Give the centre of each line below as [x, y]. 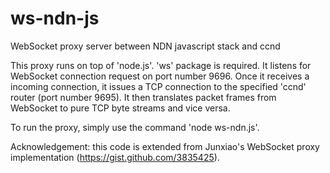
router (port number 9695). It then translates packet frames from [143, 97]
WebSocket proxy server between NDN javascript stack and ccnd [145, 46]
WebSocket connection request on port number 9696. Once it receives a [160, 76]
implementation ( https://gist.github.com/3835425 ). [115, 157]
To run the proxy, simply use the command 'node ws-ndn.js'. [135, 127]
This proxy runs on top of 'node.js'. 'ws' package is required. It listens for [161, 65]
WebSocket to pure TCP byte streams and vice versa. [120, 108]
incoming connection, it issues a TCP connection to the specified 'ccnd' [158, 86]
